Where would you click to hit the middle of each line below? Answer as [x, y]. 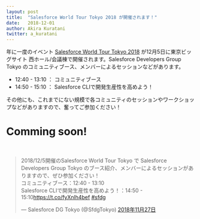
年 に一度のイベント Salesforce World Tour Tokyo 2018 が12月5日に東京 [94, 52]
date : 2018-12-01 [31, 23]
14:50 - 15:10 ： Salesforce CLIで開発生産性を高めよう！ [84, 87]
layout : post [22, 12]
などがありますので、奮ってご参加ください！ [66, 107]
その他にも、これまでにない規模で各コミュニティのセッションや [85, 100]
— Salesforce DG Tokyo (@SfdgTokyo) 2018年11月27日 [88, 209]
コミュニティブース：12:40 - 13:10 [63, 183]
